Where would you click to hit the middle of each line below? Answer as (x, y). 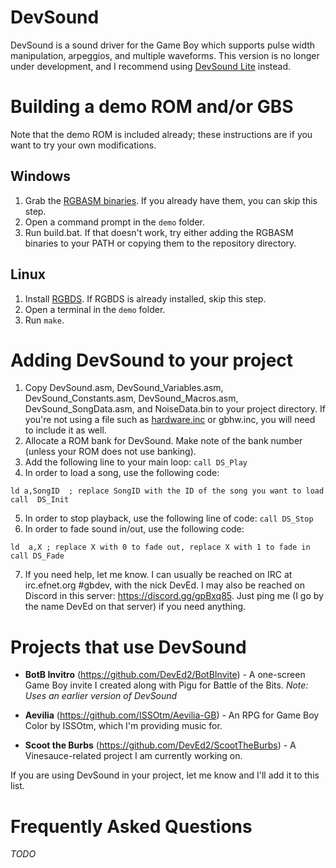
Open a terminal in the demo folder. (95, 309)
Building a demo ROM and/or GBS (152, 107)
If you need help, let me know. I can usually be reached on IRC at (158, 575)
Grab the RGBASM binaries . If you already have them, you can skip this (171, 200)
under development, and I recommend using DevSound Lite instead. (150, 66)
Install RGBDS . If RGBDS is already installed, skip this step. (145, 298)
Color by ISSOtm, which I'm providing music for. (123, 726)
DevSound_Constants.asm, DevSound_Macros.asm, (131, 398)
